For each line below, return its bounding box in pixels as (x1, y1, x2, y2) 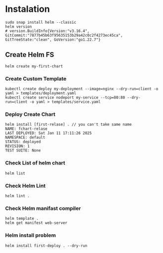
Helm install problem (5, 232, 56, 239)
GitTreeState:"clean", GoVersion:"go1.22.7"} (5, 37, 101, 42)
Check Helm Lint (5, 182, 46, 189)
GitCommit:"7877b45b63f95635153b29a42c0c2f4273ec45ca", (5, 33, 123, 38)
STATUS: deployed (5, 140, 41, 145)
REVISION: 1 (5, 144, 30, 149)
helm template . (5, 216, 39, 221)
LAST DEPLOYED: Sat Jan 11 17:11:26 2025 (5, 131, 92, 136)
